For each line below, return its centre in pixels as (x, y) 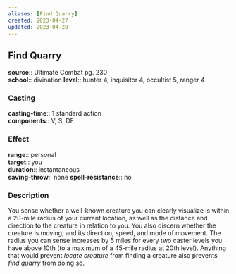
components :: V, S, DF (41, 121)
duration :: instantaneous (44, 169)
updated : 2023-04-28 (38, 27)
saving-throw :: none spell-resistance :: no (70, 177)
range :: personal (32, 154)
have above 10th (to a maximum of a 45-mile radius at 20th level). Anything (117, 248)
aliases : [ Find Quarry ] (43, 14)
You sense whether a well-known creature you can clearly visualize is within (119, 211)
